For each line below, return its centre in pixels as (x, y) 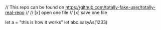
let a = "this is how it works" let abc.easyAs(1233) (56, 22)
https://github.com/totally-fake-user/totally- (110, 7)
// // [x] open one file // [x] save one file (66, 12)
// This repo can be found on (35, 7)
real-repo (15, 12)
